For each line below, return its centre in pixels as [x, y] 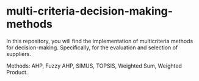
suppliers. [19, 54]
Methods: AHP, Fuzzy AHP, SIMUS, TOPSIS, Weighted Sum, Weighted [94, 66]
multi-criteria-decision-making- [89, 11]
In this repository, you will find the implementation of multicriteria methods [100, 41]
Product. [17, 72]
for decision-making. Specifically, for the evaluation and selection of [92, 48]
